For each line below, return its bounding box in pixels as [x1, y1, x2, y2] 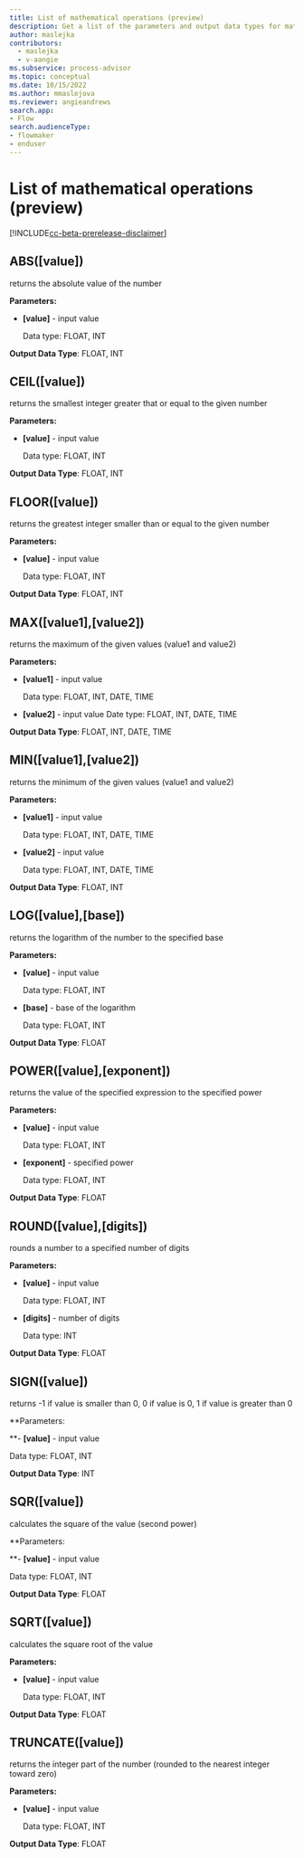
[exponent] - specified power [22, 1157, 134, 1168]
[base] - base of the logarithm [22, 1001, 136, 1013]
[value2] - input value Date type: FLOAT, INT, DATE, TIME [22, 708, 238, 719]
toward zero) [9, 1768, 57, 1779]
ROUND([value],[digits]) [9, 1218, 147, 1234]
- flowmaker [9, 131, 54, 140]
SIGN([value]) [9, 1374, 89, 1389]
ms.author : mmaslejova [9, 89, 95, 98]
